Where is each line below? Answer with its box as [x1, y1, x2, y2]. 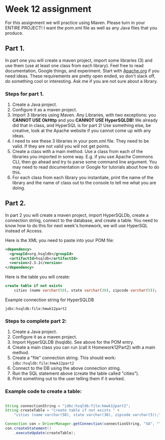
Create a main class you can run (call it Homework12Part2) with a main [12, 344, 156, 350]
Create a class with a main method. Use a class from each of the [12, 149, 143, 155]
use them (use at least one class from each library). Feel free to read [5, 62, 144, 68]
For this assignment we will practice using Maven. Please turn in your [5, 20, 145, 26]
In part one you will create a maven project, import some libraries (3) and [5, 57, 153, 63]
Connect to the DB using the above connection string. [12, 365, 121, 371]
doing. [12, 185, 26, 191]
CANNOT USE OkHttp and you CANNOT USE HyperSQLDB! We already [12, 117, 158, 123]
